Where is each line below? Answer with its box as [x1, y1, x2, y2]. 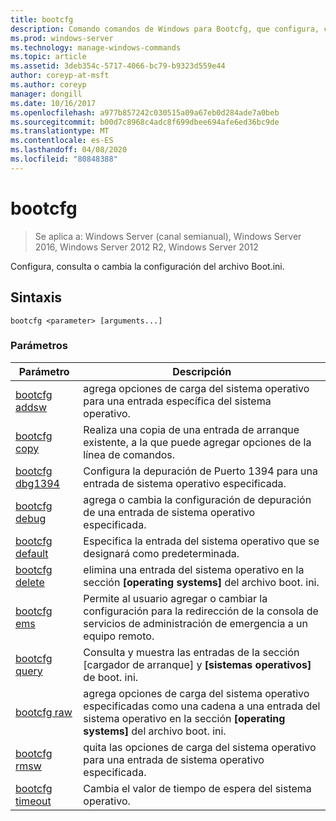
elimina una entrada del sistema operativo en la [83, 562, 305, 576]
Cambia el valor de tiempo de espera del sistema [83, 781, 312, 795]
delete [15, 575, 45, 589]
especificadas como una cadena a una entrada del [83, 699, 321, 713]
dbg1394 [15, 476, 60, 490]
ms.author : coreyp [10, 80, 87, 90]
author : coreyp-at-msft [10, 71, 110, 81]
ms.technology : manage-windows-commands [10, 42, 182, 53]
